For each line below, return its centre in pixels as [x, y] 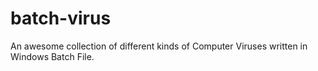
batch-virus [61, 18]
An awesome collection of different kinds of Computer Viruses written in [159, 46]
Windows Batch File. [52, 56]
